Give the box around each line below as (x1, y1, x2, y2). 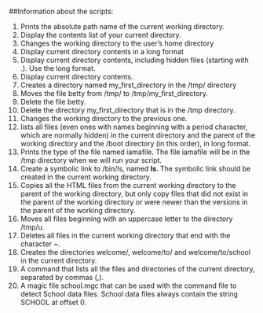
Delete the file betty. (20, 98, 86, 106)
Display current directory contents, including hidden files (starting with (20, 55, 250, 64)
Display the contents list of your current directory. (20, 31, 181, 39)
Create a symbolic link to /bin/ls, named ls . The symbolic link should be (20, 164, 251, 173)
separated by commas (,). (20, 273, 104, 282)
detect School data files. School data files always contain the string (20, 289, 239, 298)
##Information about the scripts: (9, 7, 114, 16)
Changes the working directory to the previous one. (20, 114, 188, 123)
